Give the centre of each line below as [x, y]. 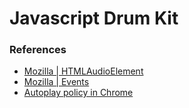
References [38, 50]
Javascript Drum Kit [94, 18]
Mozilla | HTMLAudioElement [83, 71]
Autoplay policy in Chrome [78, 93]
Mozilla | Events [56, 82]
